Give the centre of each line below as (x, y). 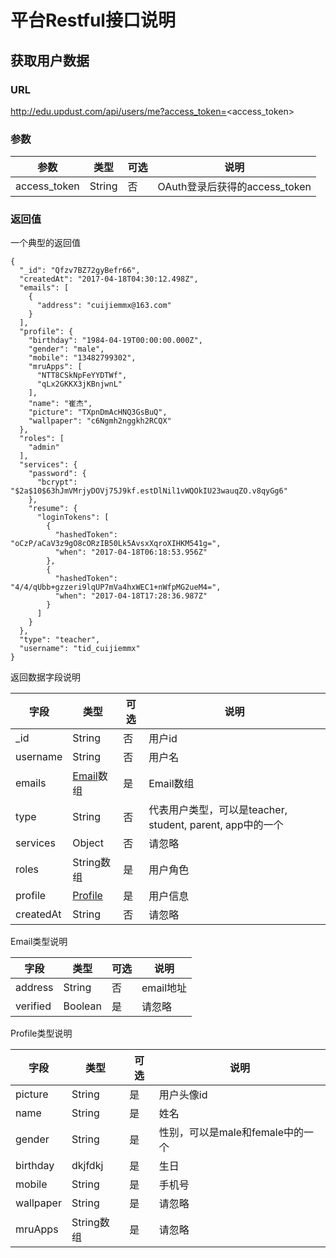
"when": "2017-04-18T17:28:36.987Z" (131, 596)
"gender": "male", (66, 349)
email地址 (164, 988)
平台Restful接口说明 (93, 20)
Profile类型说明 (41, 1033)
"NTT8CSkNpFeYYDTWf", (82, 376)
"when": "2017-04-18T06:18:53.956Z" (131, 552)
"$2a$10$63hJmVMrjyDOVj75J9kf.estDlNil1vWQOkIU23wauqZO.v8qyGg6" (149, 491)
